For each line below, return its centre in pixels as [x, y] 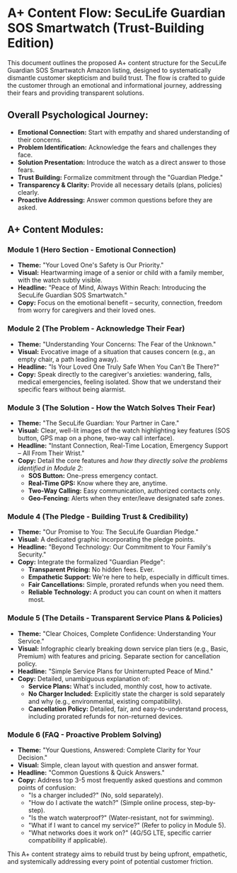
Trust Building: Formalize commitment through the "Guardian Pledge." [120, 177]
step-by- [203, 802]
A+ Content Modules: [56, 230]
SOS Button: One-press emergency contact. [93, 476]
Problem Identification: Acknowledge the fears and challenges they [117, 147]
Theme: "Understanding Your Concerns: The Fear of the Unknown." [117, 344]
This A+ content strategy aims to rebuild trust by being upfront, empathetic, [117, 854]
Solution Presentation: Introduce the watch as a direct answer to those [122, 162]
